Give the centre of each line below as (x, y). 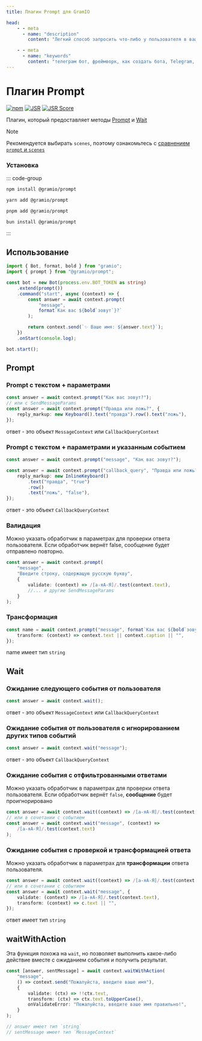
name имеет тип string (36, 652)
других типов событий (41, 736)
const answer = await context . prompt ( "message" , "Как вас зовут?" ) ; (94, 460)
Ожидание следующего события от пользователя (84, 689)
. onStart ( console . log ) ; (47, 338)
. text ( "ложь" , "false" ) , (59, 493)
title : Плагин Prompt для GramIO (48, 12)
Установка (23, 165)
